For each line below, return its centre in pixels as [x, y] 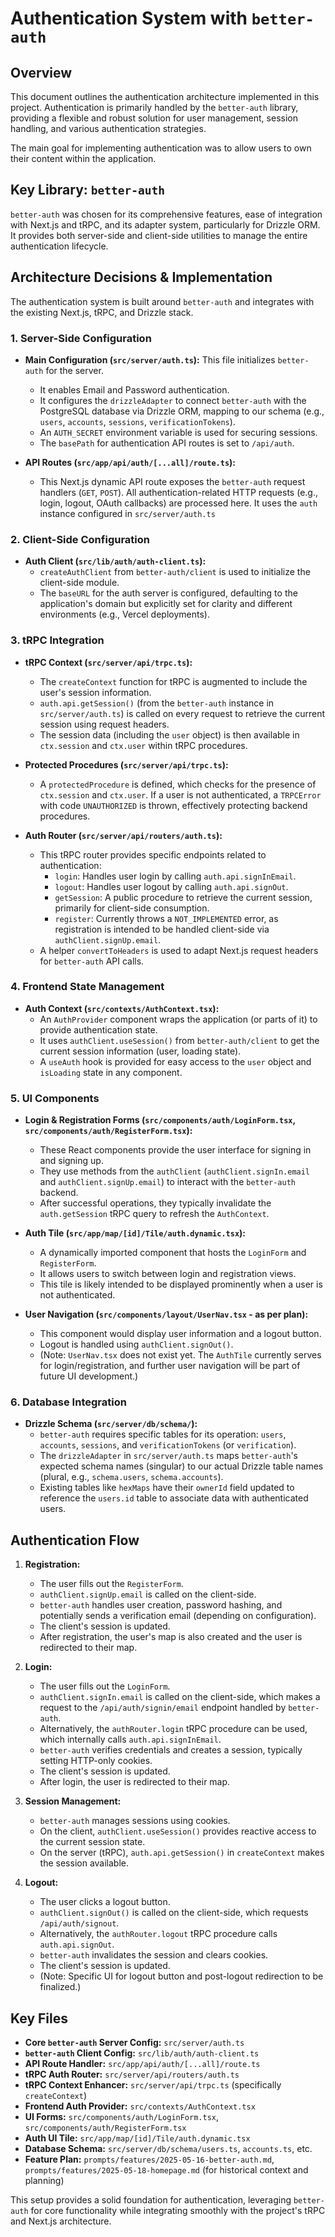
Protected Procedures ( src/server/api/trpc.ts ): [126, 764]
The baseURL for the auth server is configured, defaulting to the [168, 593]
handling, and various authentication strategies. [108, 128]
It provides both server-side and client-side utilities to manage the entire [159, 235]
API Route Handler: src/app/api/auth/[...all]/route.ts [142, 2064]
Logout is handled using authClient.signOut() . [136, 1344]
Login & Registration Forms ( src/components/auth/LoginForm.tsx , [160, 1120]
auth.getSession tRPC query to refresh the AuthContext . [154, 1214]
